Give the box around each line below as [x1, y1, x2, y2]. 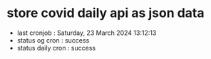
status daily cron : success [16, 43, 96, 52]
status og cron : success [16, 36, 90, 44]
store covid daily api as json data [6, 5, 205, 21]
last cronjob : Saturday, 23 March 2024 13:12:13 [16, 28, 157, 37]
